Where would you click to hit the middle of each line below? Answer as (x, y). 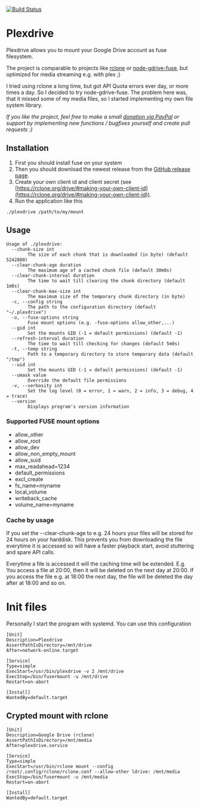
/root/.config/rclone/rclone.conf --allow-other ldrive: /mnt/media (93, 772)
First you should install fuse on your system (68, 162)
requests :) (19, 129)
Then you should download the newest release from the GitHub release (103, 169)
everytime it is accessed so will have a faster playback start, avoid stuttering (100, 546)
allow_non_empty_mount (45, 454)
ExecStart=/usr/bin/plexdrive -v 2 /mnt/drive (65, 672)
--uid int (24, 365)
